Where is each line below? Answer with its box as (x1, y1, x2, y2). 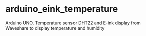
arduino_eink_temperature (5, 3, 118, 15)
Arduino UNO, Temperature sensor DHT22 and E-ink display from (5, 20, 141, 26)
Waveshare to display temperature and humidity (5, 25, 105, 31)
